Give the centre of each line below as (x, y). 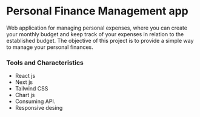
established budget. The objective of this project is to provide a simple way (100, 40)
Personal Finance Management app (98, 11)
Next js (24, 82)
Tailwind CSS (32, 89)
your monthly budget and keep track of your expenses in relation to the (95, 34)
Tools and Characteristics (45, 63)
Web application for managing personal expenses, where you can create (97, 28)
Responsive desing (39, 108)
